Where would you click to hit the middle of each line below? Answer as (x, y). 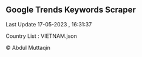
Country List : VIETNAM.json (41, 36)
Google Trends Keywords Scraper (71, 10)
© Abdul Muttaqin (28, 47)
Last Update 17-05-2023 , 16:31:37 (49, 24)
